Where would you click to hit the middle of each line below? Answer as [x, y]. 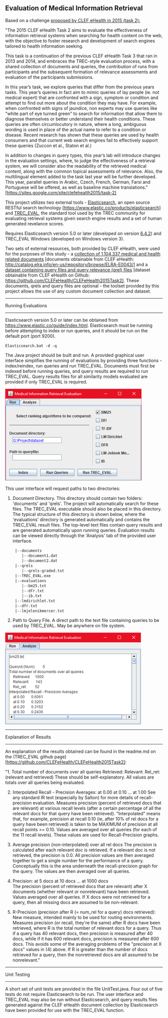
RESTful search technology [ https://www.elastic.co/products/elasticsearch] [83, 207]
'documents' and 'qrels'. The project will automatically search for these [85, 503]
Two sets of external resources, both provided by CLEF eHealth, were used [82, 248]
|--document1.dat [39, 556]
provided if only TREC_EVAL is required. [46, 381]
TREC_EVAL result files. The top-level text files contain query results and [87, 525]
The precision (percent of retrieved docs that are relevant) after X [80, 886]
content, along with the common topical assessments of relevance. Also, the [84, 171]
